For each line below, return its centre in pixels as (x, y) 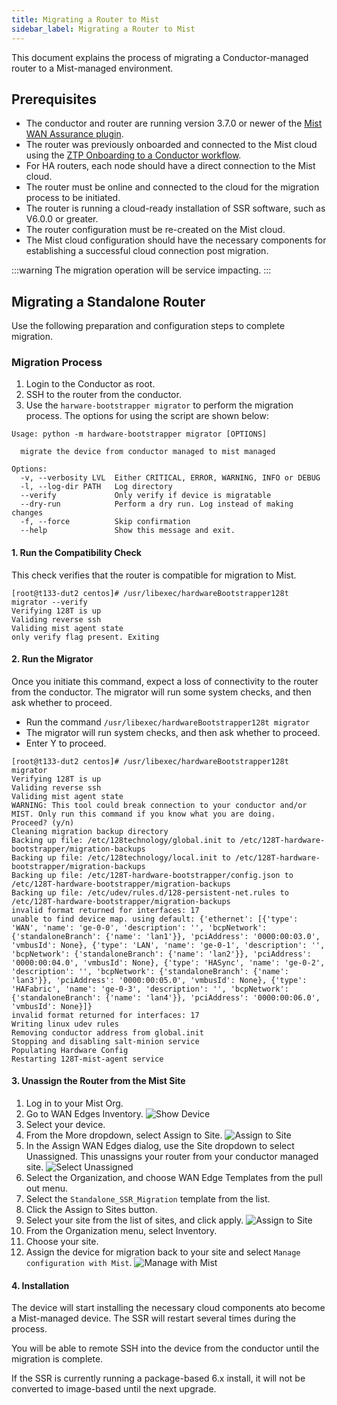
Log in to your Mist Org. (74, 1103)
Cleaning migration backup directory (90, 831)
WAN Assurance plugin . (74, 134)
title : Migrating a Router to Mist (85, 19)
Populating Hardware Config (70, 1050)
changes (27, 513)
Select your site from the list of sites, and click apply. (134, 1220)
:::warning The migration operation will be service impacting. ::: (141, 270)
